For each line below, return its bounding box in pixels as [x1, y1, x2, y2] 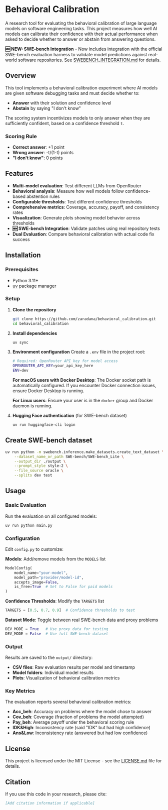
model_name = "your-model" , [14, 570, 68, 575]
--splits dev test [14, 473, 52, 478]
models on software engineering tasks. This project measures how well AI [5, 25, 157, 31]
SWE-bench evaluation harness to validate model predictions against [5, 51, 147, 57]
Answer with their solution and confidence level [12, 99, 111, 106]
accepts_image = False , [14, 580, 59, 585]
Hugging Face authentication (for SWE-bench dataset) [12, 413, 127, 419]
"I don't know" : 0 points [12, 155, 63, 161]
